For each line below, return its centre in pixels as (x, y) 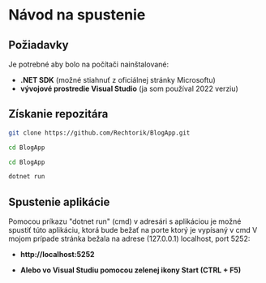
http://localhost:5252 (57, 255)
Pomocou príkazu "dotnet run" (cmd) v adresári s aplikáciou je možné (125, 221)
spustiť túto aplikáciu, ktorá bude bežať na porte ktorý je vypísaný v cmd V (133, 230)
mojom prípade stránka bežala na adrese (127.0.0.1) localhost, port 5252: (129, 239)
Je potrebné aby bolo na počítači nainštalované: (89, 64)
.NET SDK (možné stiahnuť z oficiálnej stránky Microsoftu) (118, 80)
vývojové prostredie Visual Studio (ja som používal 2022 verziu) (129, 88)
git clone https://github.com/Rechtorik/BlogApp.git (99, 133)
